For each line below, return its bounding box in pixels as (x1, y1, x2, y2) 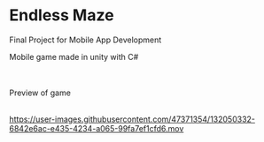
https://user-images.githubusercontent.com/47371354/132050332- (9, 114, 255, 124)
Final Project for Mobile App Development (9, 34, 162, 45)
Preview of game (9, 87, 71, 98)
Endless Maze (9, 5, 114, 26)
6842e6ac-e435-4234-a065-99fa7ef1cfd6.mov (9, 123, 184, 133)
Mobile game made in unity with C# (9, 51, 139, 62)
